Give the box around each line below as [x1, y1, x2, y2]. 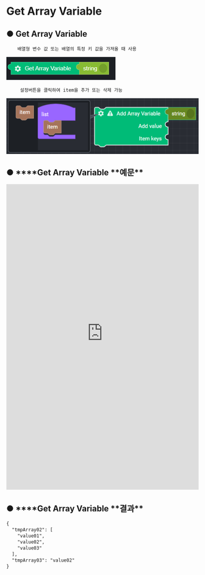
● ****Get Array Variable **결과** [6, 503, 143, 514]
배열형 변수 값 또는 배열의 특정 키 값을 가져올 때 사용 [17, 46, 137, 52]
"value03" [17, 545, 43, 551]
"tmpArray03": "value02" [12, 557, 75, 563]
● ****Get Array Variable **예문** [6, 167, 143, 178]
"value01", [17, 533, 45, 539]
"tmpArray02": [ [12, 527, 53, 533]
